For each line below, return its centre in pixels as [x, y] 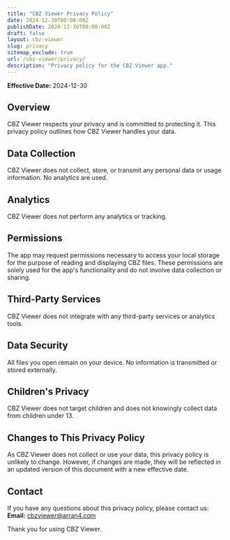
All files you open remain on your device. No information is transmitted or [112, 362]
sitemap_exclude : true [40, 53]
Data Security [38, 346]
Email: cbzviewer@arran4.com [52, 515]
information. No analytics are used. [58, 178]
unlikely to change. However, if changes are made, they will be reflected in [114, 462]
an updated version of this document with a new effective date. [98, 470]
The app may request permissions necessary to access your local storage [113, 255]
